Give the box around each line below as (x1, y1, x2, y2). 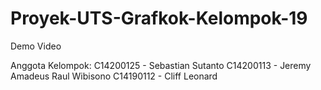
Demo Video (10, 40, 62, 52)
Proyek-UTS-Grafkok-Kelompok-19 (10, 7, 308, 30)
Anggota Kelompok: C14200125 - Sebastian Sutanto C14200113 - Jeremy (10, 59, 312, 71)
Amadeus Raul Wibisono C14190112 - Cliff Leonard (10, 70, 218, 82)
